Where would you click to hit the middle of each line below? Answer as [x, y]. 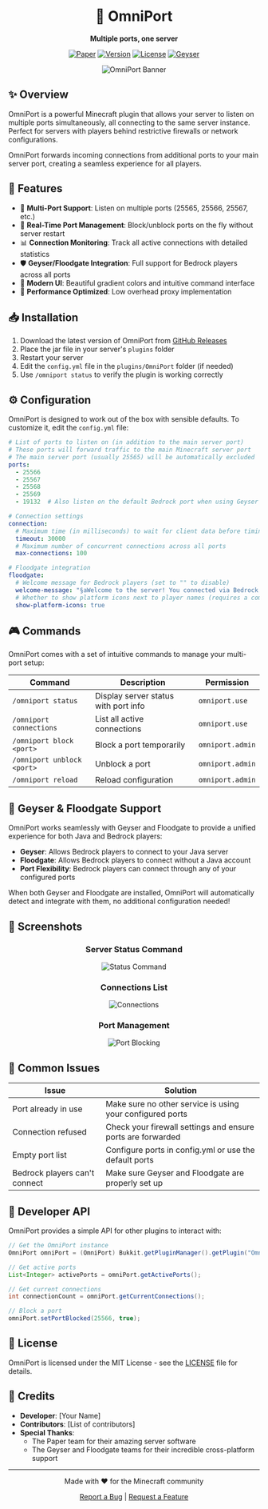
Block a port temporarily [140, 745]
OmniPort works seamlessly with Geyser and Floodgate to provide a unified [132, 828]
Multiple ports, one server [134, 38]
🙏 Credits [32, 1397]
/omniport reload [45, 780]
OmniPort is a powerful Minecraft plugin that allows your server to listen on [131, 114]
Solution [181, 1091]
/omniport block [43, 741]
